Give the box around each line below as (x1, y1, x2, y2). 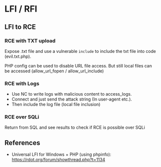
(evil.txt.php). (4, 53, 32, 59)
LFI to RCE (4, 23, 36, 31)
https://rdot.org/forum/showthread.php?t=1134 (11, 157, 106, 163)
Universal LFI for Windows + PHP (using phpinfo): (11, 151, 111, 157)
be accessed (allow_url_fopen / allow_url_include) (4, 68, 104, 74)
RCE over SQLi (4, 114, 39, 120)
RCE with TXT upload (4, 37, 56, 44)
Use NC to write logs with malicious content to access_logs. (11, 91, 132, 97)
